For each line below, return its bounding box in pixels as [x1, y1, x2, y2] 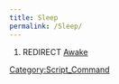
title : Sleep [9, 13, 59, 23]
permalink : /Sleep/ [9, 22, 83, 31]
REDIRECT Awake [22, 46, 88, 57]
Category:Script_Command [9, 64, 110, 75]
